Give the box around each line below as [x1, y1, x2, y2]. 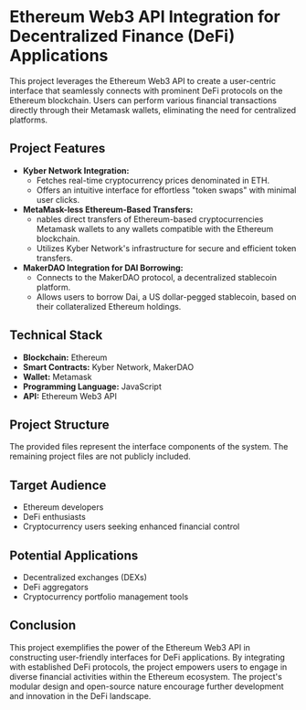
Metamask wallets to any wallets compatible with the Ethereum [36, 223, 274, 234]
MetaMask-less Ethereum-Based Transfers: [22, 204, 194, 215]
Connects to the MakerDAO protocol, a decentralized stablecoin [36, 271, 277, 282]
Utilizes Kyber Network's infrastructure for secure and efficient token [36, 242, 297, 253]
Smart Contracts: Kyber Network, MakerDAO [22, 361, 195, 372]
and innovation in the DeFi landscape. [9, 690, 152, 701]
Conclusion [9, 618, 77, 633]
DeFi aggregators [22, 582, 89, 592]
